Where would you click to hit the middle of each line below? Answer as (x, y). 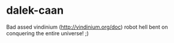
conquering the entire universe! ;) (47, 33)
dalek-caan (35, 10)
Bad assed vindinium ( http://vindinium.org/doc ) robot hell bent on (87, 27)
